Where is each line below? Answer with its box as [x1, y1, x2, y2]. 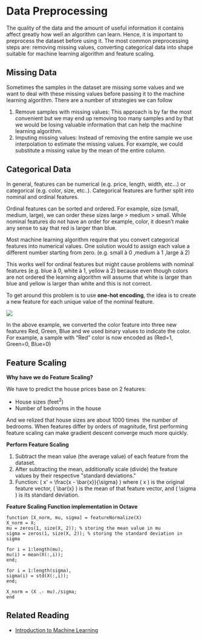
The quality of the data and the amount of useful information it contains [6, 24, 184, 31]
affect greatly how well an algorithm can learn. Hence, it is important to [6, 30, 183, 38]
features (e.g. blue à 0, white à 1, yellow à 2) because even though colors [6, 267, 189, 274]
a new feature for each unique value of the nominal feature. [6, 298, 154, 305]
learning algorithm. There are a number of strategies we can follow [6, 96, 173, 103]
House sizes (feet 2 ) [15, 397, 64, 406]
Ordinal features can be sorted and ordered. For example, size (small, [6, 204, 180, 212]
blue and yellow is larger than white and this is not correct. [6, 279, 152, 287]
